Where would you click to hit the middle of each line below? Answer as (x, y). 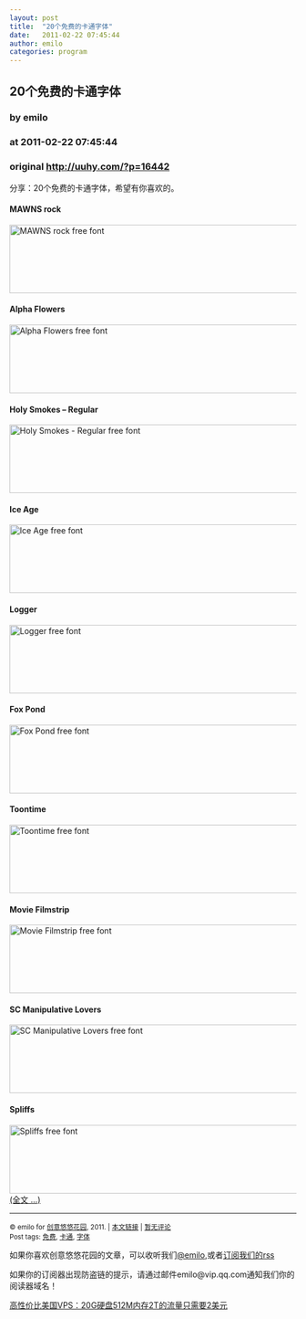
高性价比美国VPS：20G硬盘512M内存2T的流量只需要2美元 (118, 1305)
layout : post (34, 18)
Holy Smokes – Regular (54, 409)
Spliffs (22, 1110)
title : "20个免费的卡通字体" (61, 26)
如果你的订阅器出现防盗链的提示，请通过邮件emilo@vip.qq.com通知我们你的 (152, 1274)
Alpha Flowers (37, 309)
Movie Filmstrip (40, 909)
